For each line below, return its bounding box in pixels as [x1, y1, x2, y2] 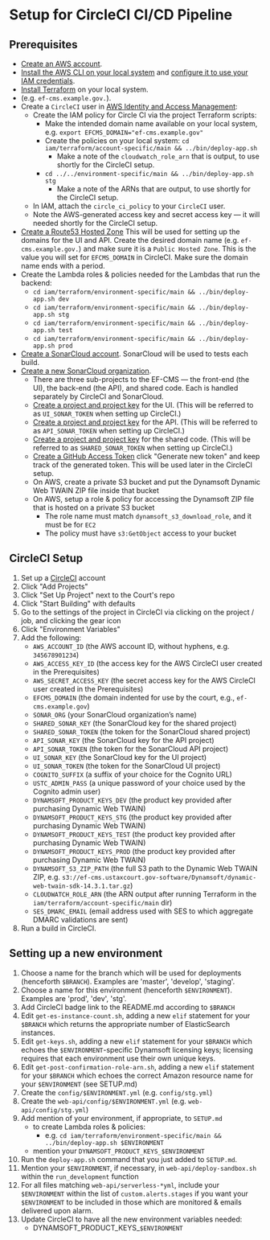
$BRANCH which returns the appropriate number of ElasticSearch [20, 1019, 231, 1029]
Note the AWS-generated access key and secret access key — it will [32, 210, 260, 219]
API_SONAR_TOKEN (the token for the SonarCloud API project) [32, 744, 229, 753]
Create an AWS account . [20, 59, 103, 68]
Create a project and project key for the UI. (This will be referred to [32, 400, 254, 409]
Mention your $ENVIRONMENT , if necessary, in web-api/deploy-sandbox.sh [20, 1163, 256, 1172]
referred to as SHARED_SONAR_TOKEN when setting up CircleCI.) [32, 443, 233, 452]
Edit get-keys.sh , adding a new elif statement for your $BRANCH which [20, 1036, 252, 1046]
